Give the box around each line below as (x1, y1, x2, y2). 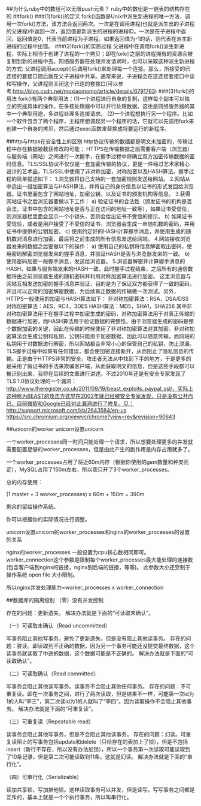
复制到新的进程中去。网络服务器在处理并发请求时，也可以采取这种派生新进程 (6, 58, 195, 65)
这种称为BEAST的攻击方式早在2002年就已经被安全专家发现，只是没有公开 (6, 393, 188, 400)
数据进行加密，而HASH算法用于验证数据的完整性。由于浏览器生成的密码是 (6, 318, 189, 325)
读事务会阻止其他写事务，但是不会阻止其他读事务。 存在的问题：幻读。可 (6, 730, 186, 738)
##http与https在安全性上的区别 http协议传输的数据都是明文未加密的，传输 (6, 138, 188, 145)
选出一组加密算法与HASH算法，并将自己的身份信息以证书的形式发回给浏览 (11, 183, 194, 190)
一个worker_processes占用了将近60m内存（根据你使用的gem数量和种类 (6, 458, 184, 466)
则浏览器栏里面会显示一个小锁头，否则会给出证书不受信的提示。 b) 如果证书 (6, 213, 193, 220)
